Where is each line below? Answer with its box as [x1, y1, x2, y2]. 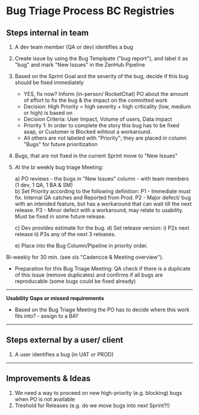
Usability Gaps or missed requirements [6, 295, 104, 301]
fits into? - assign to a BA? [14, 313, 79, 319]
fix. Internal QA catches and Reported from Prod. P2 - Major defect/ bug [14, 194, 191, 201]
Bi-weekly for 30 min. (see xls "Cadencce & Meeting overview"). [6, 253, 164, 260]
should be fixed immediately [14, 79, 84, 86]
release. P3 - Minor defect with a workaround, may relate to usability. [14, 207, 184, 214]
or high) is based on [23, 110, 73, 116]
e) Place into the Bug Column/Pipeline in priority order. [14, 242, 148, 249]
